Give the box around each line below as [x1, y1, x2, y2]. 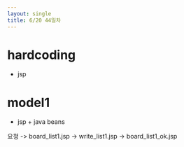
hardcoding [7, 47, 76, 63]
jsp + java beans [17, 118, 65, 126]
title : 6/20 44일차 [7, 17, 62, 24]
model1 [7, 94, 50, 111]
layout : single [7, 10, 52, 17]
